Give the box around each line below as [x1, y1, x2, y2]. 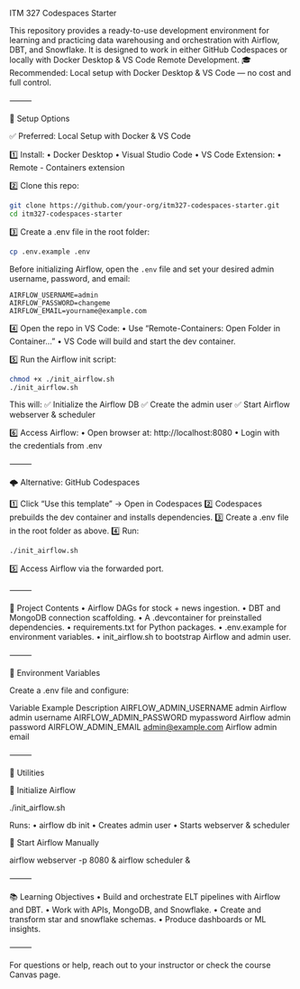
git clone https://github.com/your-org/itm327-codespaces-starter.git [9, 201, 280, 210]
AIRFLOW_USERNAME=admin [9, 291, 99, 300]
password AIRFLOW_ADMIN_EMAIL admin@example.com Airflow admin [9, 722, 277, 733]
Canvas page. [9, 969, 61, 980]
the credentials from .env [9, 440, 103, 451]
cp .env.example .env [9, 247, 91, 256]
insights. [9, 924, 41, 935]
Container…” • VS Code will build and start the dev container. [9, 336, 236, 347]
